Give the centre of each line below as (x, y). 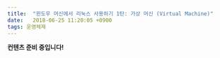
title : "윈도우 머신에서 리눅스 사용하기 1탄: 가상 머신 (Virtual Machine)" (110, 14)
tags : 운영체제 (27, 27)
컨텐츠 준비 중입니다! (36, 48)
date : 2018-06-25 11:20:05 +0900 (60, 20)
